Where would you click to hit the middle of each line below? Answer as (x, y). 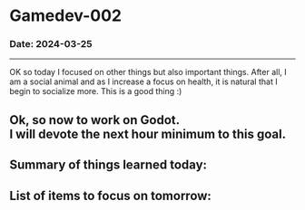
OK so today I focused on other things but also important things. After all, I (148, 72)
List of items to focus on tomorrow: (110, 196)
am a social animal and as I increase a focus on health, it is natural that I (144, 81)
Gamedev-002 (66, 16)
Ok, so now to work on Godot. (95, 120)
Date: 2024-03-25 (51, 44)
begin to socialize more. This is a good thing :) (96, 91)
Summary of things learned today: (108, 165)
